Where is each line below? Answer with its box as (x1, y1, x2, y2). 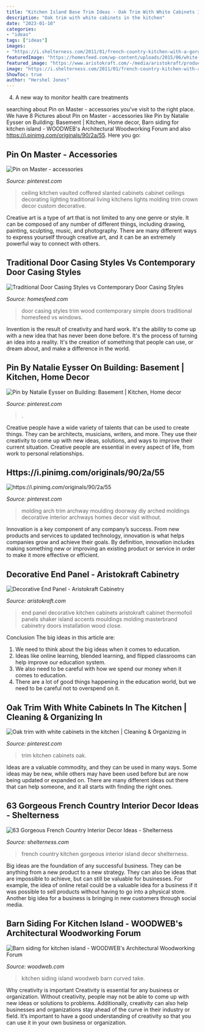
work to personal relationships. (6, 449, 84, 457)
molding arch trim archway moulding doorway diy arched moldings (21, 507, 190, 515)
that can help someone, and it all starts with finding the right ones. (6, 783, 173, 790)
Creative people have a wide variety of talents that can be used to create (6, 424, 190, 431)
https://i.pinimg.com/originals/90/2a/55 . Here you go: (6, 132, 141, 139)
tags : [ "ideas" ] (6, 37, 48, 43)
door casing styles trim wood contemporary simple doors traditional (21, 307, 192, 314)
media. (6, 901, 24, 908)
